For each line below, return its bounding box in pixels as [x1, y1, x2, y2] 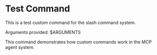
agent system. [5, 44, 35, 50]
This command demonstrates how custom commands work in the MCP [5, 38, 152, 45]
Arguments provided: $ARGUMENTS [5, 29, 81, 35]
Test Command [5, 3, 70, 14]
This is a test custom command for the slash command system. [5, 19, 136, 25]
